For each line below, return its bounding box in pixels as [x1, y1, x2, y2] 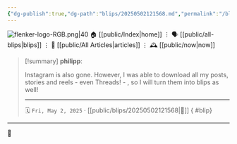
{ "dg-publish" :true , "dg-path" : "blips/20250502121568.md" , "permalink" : [7, 10, 219, 18]
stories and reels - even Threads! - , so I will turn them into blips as [24, 78, 219, 86]
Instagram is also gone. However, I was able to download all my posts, [24, 70, 229, 79]
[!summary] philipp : [24, 57, 83, 65]
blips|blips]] [7, 40, 42, 49]
